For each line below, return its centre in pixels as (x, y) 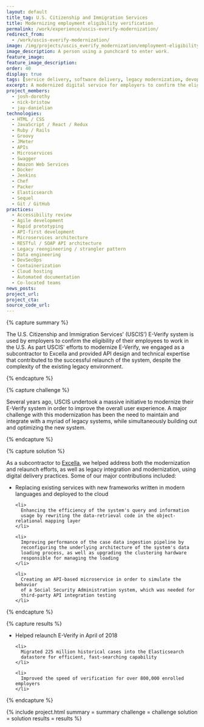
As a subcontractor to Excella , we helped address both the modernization (98, 463)
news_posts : (21, 288)
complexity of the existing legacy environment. (65, 367)
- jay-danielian (32, 108)
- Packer (23, 187)
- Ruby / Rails (31, 130)
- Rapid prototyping (38, 226)
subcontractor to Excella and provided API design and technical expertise (98, 354)
